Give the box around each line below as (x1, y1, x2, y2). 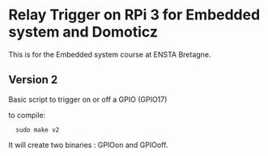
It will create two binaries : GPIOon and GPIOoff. (8, 140, 168, 150)
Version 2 (8, 73, 58, 86)
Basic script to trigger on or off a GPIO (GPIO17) (8, 95, 168, 104)
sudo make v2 (15, 125, 60, 134)
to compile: (8, 110, 46, 120)
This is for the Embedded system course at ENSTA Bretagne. (8, 49, 211, 59)
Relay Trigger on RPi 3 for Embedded (8, 6, 261, 24)
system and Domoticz (8, 23, 158, 41)
